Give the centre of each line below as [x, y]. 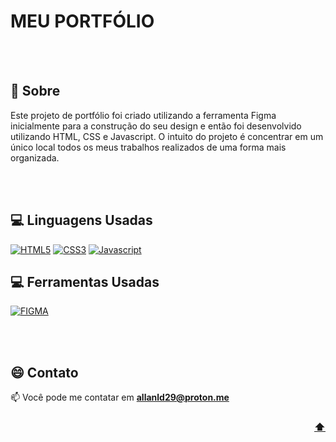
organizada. [35, 157]
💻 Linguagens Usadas [81, 220]
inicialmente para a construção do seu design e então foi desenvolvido [156, 126]
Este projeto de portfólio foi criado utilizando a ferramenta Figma [143, 115]
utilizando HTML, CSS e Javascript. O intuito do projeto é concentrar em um [167, 136]
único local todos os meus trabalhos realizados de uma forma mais [148, 147]
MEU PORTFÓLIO [82, 21]
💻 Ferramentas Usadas [85, 281]
